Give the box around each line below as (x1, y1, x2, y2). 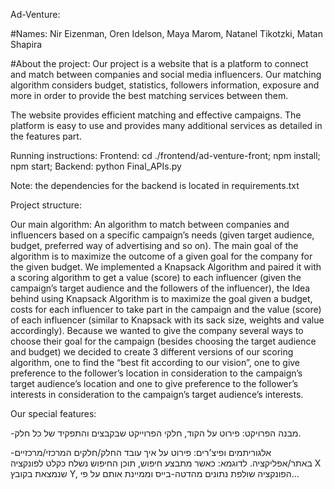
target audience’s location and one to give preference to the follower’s (10, 378, 299, 389)
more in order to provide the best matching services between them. (10, 90, 289, 101)
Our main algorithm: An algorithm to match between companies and (10, 219, 290, 230)
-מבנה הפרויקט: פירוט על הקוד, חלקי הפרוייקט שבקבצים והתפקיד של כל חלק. (10, 427, 302, 439)
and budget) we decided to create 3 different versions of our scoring (10, 346, 294, 358)
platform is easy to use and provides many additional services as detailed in (10, 120, 323, 131)
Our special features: (10, 408, 97, 419)
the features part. (10, 130, 82, 142)
